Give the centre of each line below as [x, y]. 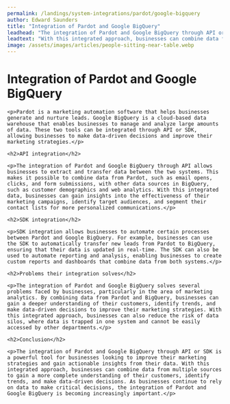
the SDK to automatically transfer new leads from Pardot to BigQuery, [111, 244]
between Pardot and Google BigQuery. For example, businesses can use [110, 238]
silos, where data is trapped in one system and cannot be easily [104, 321]
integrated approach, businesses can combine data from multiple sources [115, 369]
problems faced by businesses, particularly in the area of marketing [110, 292]
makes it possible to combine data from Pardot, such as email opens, [110, 178]
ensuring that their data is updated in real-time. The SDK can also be [113, 250]
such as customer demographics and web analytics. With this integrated [113, 190]
